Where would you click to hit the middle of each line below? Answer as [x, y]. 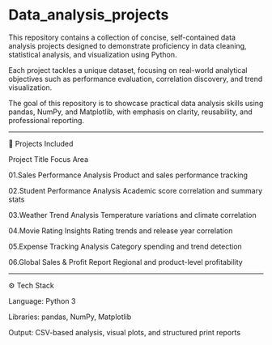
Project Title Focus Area [49, 159]
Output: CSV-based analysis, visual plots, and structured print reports [125, 332]
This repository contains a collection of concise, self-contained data [122, 37]
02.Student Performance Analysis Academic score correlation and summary [136, 190]
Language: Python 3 [42, 300]
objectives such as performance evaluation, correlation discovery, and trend [136, 79]
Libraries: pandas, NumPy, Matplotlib [70, 317]
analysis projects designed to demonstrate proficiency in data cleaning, [127, 45]
